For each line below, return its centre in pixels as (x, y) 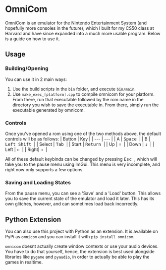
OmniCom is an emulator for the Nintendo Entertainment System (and (76, 23)
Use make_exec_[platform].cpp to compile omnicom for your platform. (83, 94)
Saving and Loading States (38, 182)
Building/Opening (27, 68)
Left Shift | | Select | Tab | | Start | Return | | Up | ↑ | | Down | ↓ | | (80, 144)
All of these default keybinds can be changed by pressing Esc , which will (81, 159)
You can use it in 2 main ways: (36, 79)
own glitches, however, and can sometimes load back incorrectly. (72, 204)
